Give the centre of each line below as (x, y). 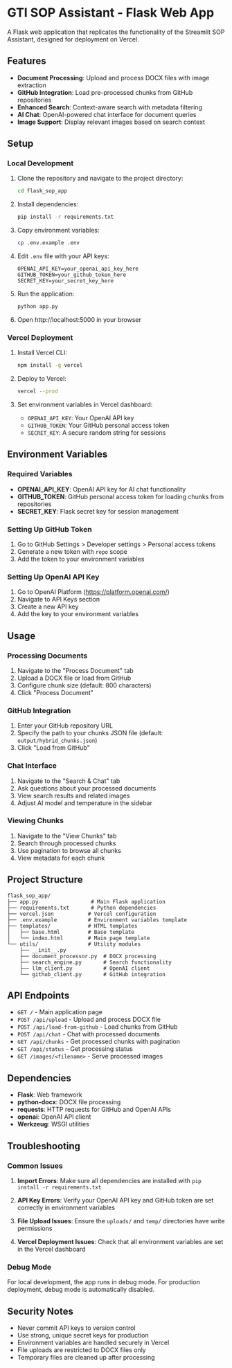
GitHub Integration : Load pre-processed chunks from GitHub (105, 92)
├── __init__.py (43, 950)
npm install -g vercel (50, 366)
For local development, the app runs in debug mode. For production (104, 1282)
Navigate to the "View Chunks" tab (67, 836)
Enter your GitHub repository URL (65, 726)
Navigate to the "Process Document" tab (75, 670)
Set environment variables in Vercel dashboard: (85, 404)
